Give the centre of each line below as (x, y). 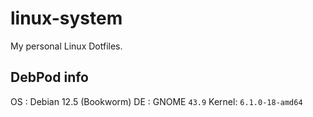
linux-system (66, 18)
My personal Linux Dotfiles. (66, 46)
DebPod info (49, 77)
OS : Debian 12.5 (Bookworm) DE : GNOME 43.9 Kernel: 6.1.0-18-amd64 (156, 101)
